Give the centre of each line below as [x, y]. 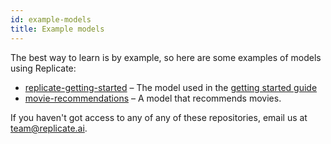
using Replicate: [43, 68]
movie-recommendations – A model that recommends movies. [153, 98]
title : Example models [57, 29]
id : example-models [51, 19]
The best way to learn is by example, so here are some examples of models [166, 57]
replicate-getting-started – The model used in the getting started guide [171, 87]
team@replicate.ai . [49, 128]
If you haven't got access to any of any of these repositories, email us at [159, 117]
